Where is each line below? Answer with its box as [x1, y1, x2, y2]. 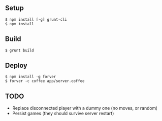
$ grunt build [5, 48, 34, 53]
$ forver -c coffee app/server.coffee [5, 79, 85, 83]
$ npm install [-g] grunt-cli [5, 17, 67, 22]
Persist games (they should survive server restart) [12, 111, 114, 117]
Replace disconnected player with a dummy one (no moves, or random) [12, 105, 158, 111]
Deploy [5, 61, 28, 70]
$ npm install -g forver [5, 74, 56, 80]
